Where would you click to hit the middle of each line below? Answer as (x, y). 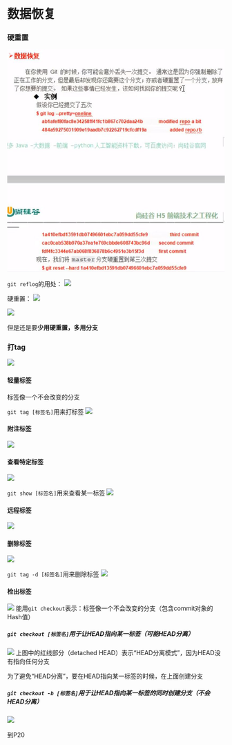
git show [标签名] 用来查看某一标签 (56, 493)
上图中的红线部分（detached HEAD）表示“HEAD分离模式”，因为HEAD (115, 652)
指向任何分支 (31, 661)
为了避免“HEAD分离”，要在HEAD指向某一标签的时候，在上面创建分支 (105, 676)
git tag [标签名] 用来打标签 (46, 411)
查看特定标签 (25, 462)
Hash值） (21, 616)
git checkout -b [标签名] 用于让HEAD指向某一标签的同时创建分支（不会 (109, 693)
